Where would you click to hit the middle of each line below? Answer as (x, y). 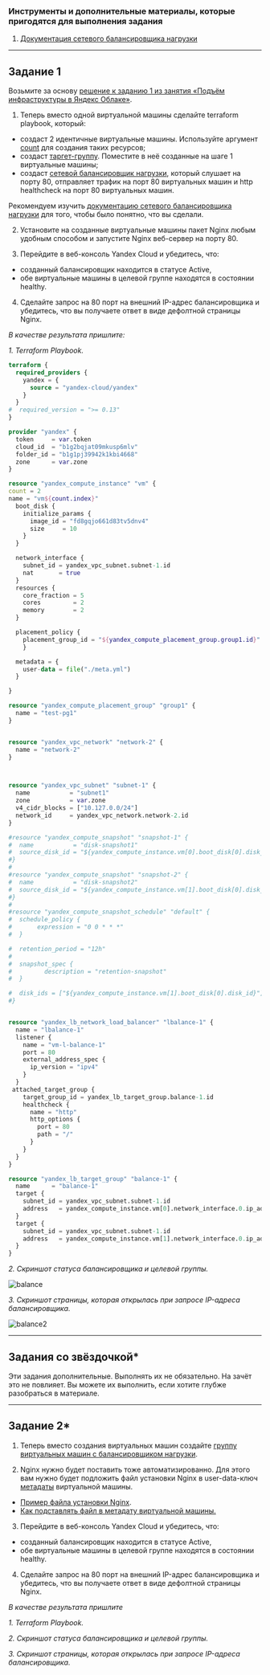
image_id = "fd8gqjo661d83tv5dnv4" (89, 521)
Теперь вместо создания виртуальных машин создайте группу (128, 1445)
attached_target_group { (53, 1089)
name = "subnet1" (63, 793)
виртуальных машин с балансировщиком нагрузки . (109, 1454)
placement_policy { (48, 632)
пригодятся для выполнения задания (86, 21)
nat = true (52, 573)
